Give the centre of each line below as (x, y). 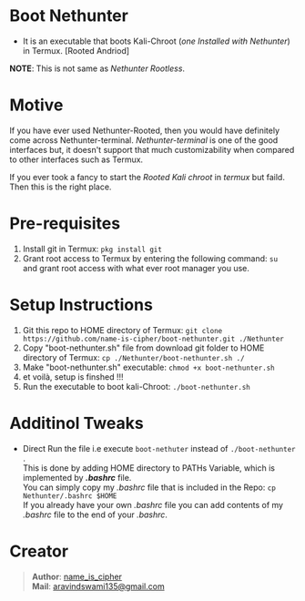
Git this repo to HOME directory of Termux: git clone (122, 330)
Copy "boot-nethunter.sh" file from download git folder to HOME (143, 348)
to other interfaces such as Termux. (76, 159)
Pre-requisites (65, 224)
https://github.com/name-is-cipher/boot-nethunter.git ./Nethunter (153, 339)
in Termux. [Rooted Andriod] (76, 50)
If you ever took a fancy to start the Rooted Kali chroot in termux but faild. (147, 177)
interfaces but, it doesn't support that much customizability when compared (152, 149)
